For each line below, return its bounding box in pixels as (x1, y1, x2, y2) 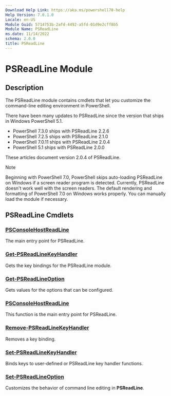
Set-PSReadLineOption (5, 373, 64, 380)
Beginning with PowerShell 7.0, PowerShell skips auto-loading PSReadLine (5, 174, 163, 180)
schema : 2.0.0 (5, 36, 36, 42)
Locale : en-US (5, 17, 36, 22)
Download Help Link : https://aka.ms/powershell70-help (5, 7, 125, 13)
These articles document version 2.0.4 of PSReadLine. (5, 154, 121, 160)
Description (5, 83, 44, 92)
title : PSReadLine (5, 41, 45, 46)
